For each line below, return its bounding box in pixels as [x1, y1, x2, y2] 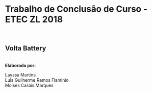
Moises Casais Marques [5, 82, 54, 88]
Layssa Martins [5, 72, 36, 78]
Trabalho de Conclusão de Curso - [5, 3, 148, 15]
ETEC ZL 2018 [5, 14, 63, 25]
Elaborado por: [5, 62, 36, 68]
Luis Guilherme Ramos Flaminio [5, 77, 69, 83]
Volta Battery [5, 44, 47, 52]
